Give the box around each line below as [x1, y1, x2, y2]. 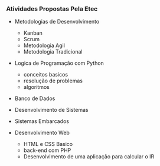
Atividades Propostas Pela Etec [6, 5, 98, 13]
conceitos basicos [23, 71, 68, 78]
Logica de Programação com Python [14, 59, 105, 67]
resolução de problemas [23, 77, 83, 84]
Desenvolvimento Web [14, 129, 70, 137]
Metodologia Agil [23, 42, 65, 49]
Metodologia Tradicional [23, 48, 83, 55]
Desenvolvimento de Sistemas [14, 107, 89, 114]
